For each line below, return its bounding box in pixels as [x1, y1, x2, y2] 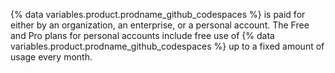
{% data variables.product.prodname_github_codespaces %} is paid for [10, 9, 306, 20]
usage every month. [10, 51, 93, 63]
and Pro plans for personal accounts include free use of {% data [10, 30, 275, 41]
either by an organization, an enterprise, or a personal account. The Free [10, 19, 310, 31]
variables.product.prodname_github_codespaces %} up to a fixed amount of [10, 40, 325, 52]
